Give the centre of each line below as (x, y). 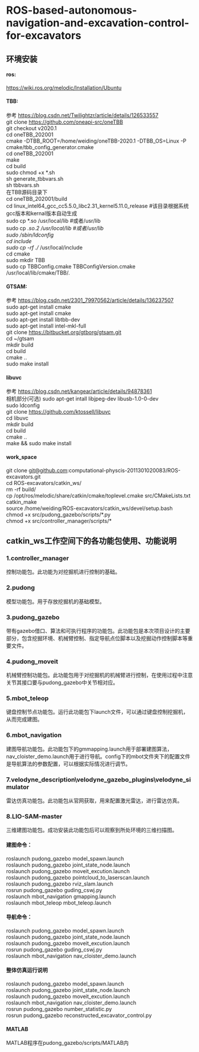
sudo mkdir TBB (26, 260)
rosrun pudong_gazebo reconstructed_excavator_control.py (79, 1015)
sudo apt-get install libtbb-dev (43, 320)
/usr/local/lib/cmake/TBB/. (38, 273)
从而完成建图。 (24, 719)
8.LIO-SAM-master (34, 816)
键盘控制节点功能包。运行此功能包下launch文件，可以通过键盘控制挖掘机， (97, 712)
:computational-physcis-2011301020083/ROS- (124, 470)
